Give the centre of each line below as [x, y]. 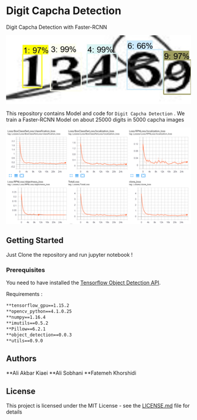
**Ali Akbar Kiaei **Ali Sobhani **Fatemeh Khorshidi [71, 373]
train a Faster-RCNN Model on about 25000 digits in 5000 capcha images [95, 119]
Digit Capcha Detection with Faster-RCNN [57, 27]
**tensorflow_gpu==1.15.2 [38, 306]
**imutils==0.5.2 [27, 323]
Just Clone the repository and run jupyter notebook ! [69, 254]
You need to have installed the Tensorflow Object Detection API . [84, 283]
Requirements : [24, 294]
